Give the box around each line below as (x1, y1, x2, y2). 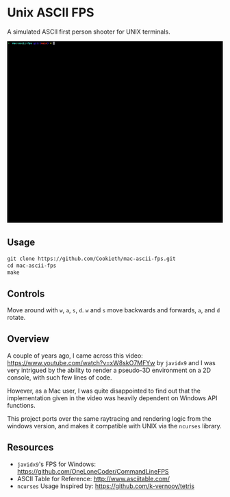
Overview (7, 333, 50, 345)
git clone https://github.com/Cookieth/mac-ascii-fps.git (7, 255, 176, 262)
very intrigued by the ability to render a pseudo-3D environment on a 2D (7, 366, 211, 374)
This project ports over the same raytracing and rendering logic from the (7, 414, 212, 423)
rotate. (7, 313, 26, 321)
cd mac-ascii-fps (7, 262, 57, 269)
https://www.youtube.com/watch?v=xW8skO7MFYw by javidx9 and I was (7, 358, 216, 367)
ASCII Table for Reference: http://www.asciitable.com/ (16, 474, 170, 483)
